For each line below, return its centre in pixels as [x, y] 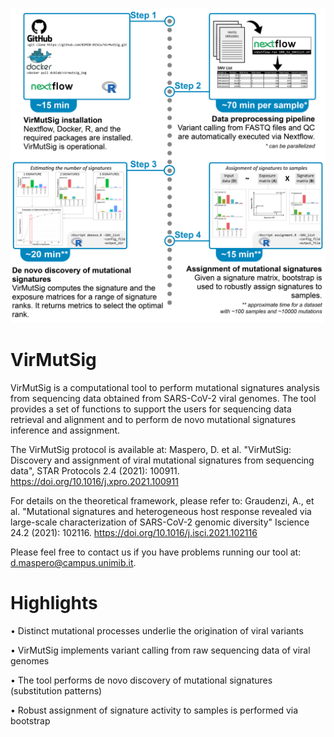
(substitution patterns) [56, 690]
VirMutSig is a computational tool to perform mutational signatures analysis [165, 387]
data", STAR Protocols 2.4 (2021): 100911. [95, 470]
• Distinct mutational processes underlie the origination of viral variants [157, 630]
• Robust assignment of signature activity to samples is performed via [154, 710]
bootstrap [30, 720]
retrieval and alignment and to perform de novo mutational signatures [153, 419]
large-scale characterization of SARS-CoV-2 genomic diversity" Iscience [160, 522]
